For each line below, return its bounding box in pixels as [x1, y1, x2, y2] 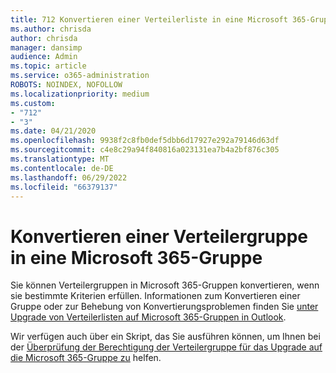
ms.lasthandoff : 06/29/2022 [10, 172, 128, 183]
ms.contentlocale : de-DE [10, 163, 114, 173]
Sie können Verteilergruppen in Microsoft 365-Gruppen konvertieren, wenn [10, 279, 320, 291]
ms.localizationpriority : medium [10, 89, 150, 99]
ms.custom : [10, 98, 56, 108]
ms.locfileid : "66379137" [10, 182, 118, 192]
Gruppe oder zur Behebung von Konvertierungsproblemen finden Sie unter [10, 301, 319, 313]
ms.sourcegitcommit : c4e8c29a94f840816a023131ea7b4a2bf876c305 [10, 145, 280, 155]
